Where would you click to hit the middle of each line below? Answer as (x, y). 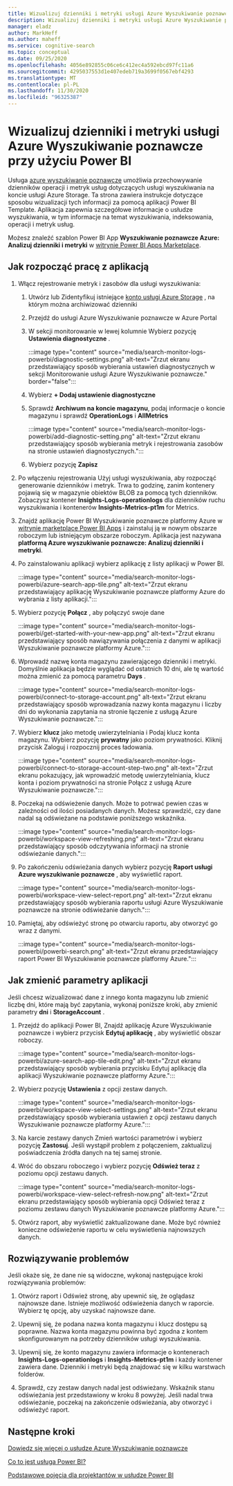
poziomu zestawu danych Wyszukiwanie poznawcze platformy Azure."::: (121, 1208)
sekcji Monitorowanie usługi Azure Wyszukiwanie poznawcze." (118, 374)
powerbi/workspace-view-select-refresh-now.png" (91, 1194)
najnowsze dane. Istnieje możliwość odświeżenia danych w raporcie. (116, 1303)
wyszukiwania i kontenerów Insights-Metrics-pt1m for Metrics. (108, 507)
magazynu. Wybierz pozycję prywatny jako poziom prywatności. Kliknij (120, 740)
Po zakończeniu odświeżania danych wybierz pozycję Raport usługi (115, 867)
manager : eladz (30, 26)
